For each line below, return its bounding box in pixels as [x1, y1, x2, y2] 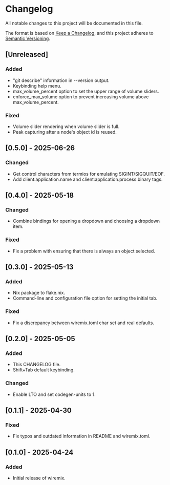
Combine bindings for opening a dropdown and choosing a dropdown [12, 218, 160, 224]
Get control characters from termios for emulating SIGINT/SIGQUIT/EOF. [12, 171, 165, 177]
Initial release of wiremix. [12, 475, 66, 481]
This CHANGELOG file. [12, 362, 61, 368]
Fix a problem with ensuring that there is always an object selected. [12, 248, 155, 254]
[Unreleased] [5, 50, 49, 59]
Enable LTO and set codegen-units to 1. [12, 391, 96, 397]
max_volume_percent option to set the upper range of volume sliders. [12, 88, 159, 94]
